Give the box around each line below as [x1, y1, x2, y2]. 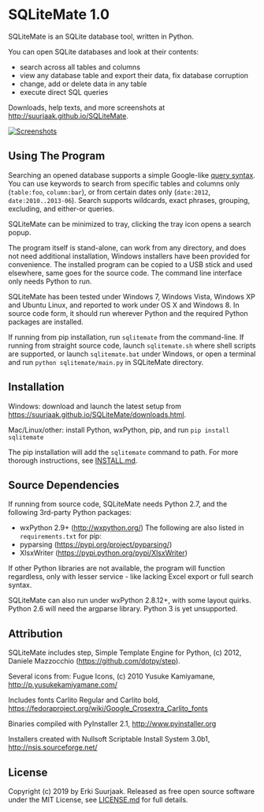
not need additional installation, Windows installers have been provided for [8, 251, 251, 261]
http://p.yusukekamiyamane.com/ [8, 680, 118, 690]
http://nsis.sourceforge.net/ [8, 742, 98, 752]
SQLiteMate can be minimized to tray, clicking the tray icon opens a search [8, 219, 251, 228]
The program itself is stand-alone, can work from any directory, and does [8, 242, 247, 252]
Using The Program [8, 149, 106, 163]
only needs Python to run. [8, 276, 92, 286]
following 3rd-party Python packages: [8, 508, 132, 517]
